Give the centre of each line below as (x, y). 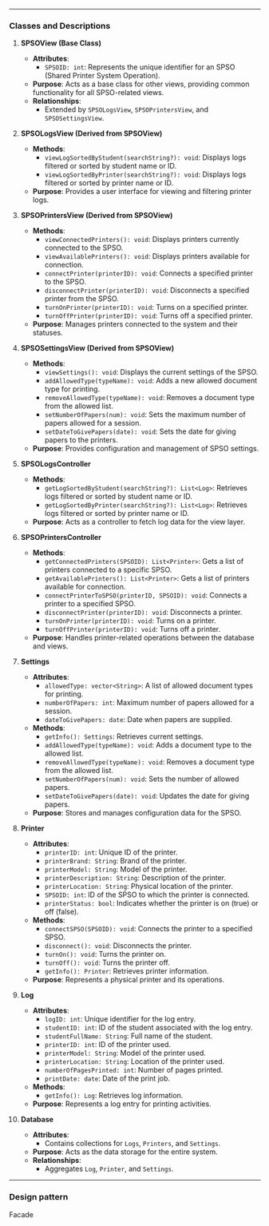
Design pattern (39, 1197)
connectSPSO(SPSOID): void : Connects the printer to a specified (148, 929)
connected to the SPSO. (84, 248)
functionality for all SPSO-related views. (98, 93)
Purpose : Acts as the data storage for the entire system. (125, 1152)
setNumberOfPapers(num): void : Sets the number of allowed (142, 779)
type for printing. (72, 389)
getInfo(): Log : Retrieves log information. (114, 1096)
